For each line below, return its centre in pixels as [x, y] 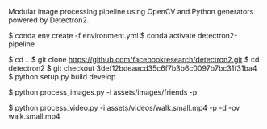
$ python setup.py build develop [62, 77]
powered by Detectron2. [49, 20]
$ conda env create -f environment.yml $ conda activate [102, 36]
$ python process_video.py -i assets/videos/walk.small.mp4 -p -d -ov [124, 108]
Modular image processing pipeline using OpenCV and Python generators [131, 12]
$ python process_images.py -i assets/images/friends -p [103, 92]
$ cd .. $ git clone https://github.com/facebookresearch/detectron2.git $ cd [134, 60]
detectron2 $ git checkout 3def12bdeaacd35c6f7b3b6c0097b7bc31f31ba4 [133, 68]
